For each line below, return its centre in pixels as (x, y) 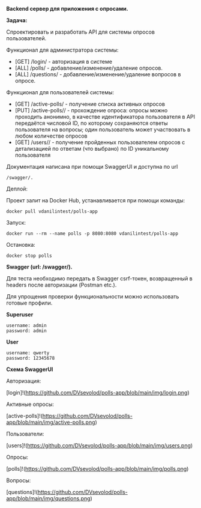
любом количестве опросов (51, 136)
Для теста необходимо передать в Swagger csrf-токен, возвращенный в (100, 278)
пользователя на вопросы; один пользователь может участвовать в (103, 129)
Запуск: (16, 222)
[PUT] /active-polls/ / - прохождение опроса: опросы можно (91, 110)
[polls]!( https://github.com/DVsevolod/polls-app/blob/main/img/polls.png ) (97, 469)
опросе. (25, 81)
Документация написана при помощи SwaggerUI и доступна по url (92, 167)
